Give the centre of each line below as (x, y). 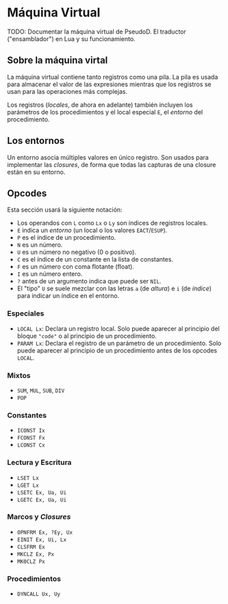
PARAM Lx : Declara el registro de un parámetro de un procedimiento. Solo (119, 343)
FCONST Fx (31, 438)
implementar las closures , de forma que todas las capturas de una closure (112, 164)
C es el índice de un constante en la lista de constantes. (95, 260)
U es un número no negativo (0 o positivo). (77, 252)
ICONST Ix (31, 431)
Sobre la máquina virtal (58, 61)
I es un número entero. (50, 274)
